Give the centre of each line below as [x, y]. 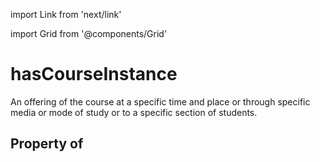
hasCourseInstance [94, 74]
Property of [47, 144]
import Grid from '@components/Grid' [89, 33]
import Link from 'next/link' [66, 14]
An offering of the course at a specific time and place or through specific [160, 101]
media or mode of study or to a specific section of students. [134, 112]
